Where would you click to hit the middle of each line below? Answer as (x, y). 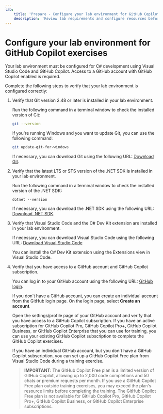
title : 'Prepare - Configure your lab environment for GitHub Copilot (87, 14)
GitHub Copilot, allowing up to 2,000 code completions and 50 (87, 376)
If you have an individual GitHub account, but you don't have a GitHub (82, 351)
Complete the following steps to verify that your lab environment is (72, 86)
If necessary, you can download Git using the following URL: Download (83, 157)
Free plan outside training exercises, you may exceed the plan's (88, 386)
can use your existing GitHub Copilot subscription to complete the (78, 336)
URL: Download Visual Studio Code (47, 243)
